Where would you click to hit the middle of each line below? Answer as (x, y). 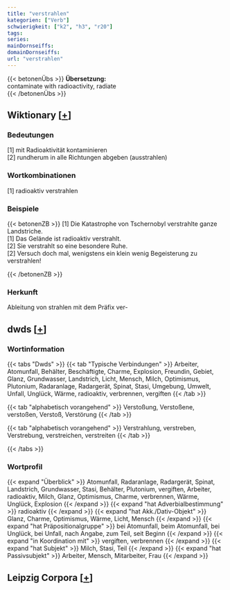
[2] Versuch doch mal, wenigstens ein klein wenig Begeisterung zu (102, 254)
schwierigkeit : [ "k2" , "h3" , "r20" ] (60, 26)
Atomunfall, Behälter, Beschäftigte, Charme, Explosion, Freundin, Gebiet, (110, 372)
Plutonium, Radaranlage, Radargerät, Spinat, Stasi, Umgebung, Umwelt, (109, 386)
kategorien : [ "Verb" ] (38, 20)
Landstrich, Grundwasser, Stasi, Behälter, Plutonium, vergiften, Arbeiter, (109, 489)
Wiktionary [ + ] (39, 115)
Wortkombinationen (42, 176)
